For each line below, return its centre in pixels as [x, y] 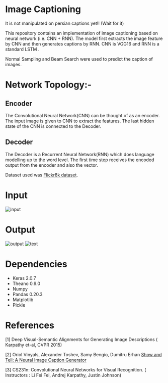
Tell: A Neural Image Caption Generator [46, 360]
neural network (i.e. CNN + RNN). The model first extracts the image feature [84, 38]
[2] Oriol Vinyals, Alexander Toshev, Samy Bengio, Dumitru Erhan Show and [83, 354]
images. [13, 64]
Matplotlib [23, 300]
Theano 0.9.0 [26, 283]
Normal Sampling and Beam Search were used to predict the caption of [79, 59]
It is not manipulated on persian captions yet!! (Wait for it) [65, 23]
